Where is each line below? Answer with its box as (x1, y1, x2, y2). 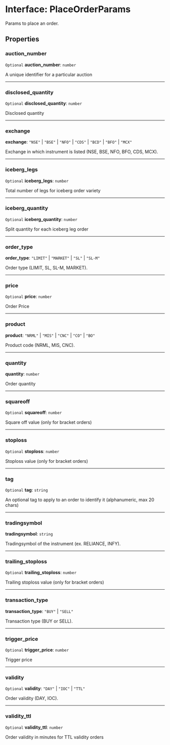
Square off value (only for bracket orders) (5, 419, 92, 425)
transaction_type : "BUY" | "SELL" (5, 608, 73, 614)
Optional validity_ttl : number (5, 724, 63, 730)
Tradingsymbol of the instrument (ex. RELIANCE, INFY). (5, 541, 121, 547)
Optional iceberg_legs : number (5, 178, 69, 184)
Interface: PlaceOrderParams (5, 4, 131, 15)
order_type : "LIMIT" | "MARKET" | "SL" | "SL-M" (5, 255, 100, 261)
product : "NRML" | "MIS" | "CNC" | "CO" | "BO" (5, 332, 95, 338)
